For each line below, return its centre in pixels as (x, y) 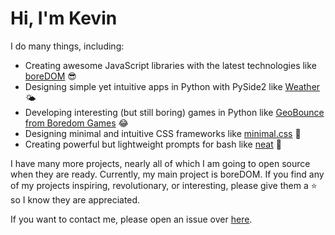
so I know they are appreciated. (75, 199)
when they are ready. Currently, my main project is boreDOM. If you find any (167, 174)
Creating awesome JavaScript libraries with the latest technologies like (170, 65)
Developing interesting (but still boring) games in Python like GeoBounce (174, 112)
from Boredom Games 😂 (76, 123)
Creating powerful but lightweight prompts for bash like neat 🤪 (153, 144)
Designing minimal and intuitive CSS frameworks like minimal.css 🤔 (163, 133)
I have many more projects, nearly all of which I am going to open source (160, 163)
